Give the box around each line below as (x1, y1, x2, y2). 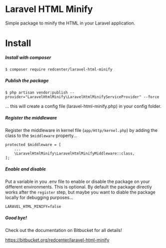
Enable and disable (5, 166, 46, 172)
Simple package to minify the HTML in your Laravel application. (5, 20, 136, 26)
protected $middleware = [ (5, 142, 61, 147)
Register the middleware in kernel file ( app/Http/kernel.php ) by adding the (5, 127, 158, 133)
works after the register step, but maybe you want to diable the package (5, 189, 156, 195)
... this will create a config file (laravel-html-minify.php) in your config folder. (5, 103, 162, 109)
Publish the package (5, 77, 49, 83)
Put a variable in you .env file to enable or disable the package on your (5, 178, 150, 184)
